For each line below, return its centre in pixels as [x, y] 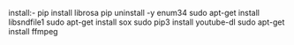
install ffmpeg [33, 31]
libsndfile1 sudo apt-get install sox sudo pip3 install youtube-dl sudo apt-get [147, 22]
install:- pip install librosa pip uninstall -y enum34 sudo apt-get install [134, 13]
